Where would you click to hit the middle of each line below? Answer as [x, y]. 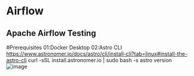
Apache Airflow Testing [51, 33]
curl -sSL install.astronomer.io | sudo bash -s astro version [100, 60]
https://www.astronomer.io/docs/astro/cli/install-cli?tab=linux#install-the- [97, 54]
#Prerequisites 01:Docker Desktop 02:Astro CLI [64, 47]
